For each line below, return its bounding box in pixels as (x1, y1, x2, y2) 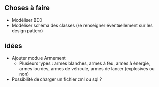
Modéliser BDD (11, 17, 43, 23)
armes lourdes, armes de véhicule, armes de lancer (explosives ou (19, 65, 155, 71)
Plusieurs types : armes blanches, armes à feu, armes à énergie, (19, 60, 150, 66)
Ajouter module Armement (11, 55, 66, 61)
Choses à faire (4, 4, 50, 12)
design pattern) (11, 27, 43, 34)
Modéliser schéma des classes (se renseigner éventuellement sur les (11, 22, 153, 28)
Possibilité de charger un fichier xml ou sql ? (11, 76, 102, 82)
